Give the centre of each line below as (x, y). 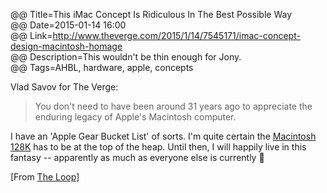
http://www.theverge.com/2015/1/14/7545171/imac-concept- (176, 35)
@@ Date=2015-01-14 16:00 (68, 25)
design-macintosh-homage (66, 46)
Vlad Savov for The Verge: (64, 87)
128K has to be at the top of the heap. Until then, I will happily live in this (158, 147)
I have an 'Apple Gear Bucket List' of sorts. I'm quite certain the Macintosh (163, 136)
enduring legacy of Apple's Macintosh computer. (135, 117)
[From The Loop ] (45, 177)
